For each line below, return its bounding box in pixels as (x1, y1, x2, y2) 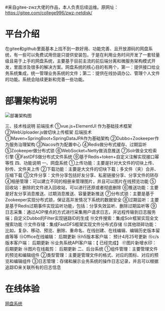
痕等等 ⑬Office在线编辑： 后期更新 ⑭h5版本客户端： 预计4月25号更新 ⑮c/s (5, 233, 159, 239)
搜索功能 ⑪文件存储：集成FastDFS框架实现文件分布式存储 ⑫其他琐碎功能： (5, 221, 158, 227)
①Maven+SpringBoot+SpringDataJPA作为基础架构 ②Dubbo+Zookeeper (5, 135, 155, 141)
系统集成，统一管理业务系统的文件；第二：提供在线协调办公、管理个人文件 (9, 70, 160, 76)
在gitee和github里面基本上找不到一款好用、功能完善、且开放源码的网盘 (5, 46, 149, 52)
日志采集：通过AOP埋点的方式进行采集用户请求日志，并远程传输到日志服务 (5, 209, 156, 215)
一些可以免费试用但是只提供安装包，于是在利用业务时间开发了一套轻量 (18, 52, 160, 57)
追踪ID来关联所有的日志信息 (5, 264, 61, 270)
